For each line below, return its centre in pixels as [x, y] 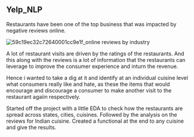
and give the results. [31, 127]
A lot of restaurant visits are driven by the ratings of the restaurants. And [95, 54]
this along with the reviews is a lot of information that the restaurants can [96, 60]
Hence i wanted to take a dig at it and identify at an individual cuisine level [97, 77]
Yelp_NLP [24, 10]
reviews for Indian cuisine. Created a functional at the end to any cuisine [95, 121]
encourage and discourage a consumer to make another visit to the [89, 90]
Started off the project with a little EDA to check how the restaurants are [95, 108]
